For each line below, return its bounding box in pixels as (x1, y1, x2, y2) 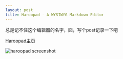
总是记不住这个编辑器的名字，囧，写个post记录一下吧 (5, 26, 118, 33)
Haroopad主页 (5, 38, 36, 44)
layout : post (5, 7, 33, 13)
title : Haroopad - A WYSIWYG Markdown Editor (5, 12, 104, 17)
